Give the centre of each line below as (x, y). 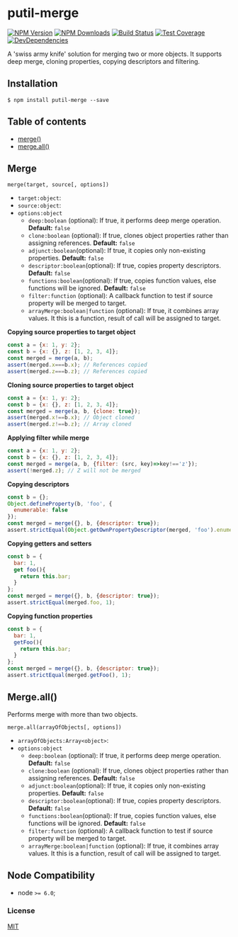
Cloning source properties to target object (70, 385)
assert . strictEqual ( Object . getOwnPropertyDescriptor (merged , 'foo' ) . (112, 530)
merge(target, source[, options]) (58, 185)
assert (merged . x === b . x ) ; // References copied (77, 365)
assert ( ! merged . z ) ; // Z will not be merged (74, 470)
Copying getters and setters (50, 543)
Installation (33, 84)
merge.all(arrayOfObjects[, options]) (64, 727)
